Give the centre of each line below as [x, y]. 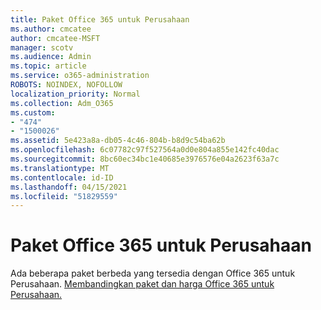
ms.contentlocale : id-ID [62, 177]
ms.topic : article [48, 66]
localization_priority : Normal [75, 94]
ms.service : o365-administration [80, 76]
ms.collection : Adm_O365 [62, 103]
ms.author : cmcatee [51, 29]
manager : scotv [42, 47]
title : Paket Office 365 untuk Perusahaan [100, 19]
